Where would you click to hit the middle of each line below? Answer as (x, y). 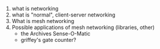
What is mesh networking (43, 21)
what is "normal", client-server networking (63, 15)
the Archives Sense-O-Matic (55, 34)
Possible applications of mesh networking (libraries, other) (83, 27)
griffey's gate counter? (48, 40)
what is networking (35, 9)
